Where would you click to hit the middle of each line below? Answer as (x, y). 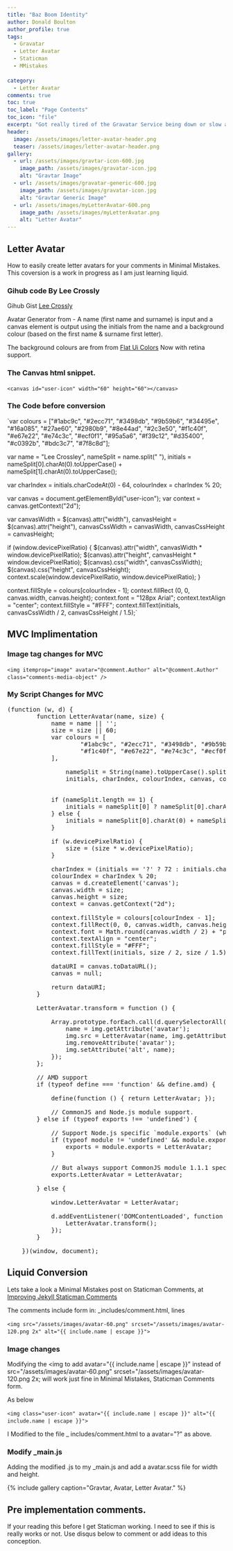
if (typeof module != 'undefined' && (115, 1140)
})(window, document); (60, 1251)
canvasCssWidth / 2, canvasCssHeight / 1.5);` (72, 612)
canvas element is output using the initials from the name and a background (115, 327)
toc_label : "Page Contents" (48, 110)
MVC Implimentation (53, 634)
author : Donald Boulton (42, 22)
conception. (24, 1541)
